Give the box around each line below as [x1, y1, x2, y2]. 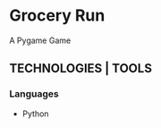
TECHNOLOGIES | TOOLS [9, 61, 152, 76]
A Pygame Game [9, 35, 72, 46]
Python [21, 108, 49, 119]
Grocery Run [9, 5, 106, 26]
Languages [9, 88, 60, 100]
